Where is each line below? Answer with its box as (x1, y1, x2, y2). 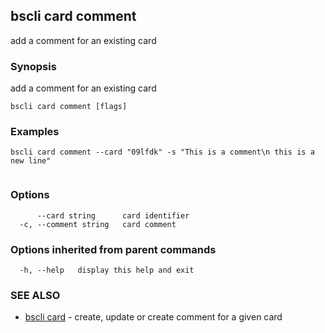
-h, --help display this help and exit (19, 265, 195, 275)
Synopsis (10, 59, 57, 73)
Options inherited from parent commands (10, 242, 217, 256)
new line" (10, 156, 52, 166)
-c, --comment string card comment (19, 219, 177, 229)
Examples (10, 125, 60, 139)
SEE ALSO (10, 288, 61, 302)
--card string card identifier (36, 210, 190, 221)
